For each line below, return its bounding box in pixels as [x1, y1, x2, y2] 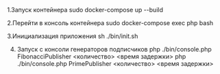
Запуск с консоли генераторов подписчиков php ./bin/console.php [16, 45, 212, 53]
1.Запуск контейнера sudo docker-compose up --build [7, 6, 163, 14]
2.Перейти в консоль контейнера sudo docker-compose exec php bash [7, 19, 214, 26]
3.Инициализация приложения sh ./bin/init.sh [7, 32, 138, 40]
